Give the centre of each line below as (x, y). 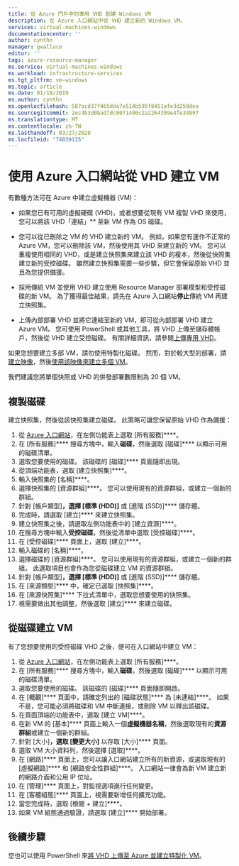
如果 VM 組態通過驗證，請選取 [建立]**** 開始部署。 (94, 812)
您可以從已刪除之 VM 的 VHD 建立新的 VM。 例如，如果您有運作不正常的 (124, 237)
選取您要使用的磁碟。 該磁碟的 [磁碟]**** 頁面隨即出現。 (101, 461)
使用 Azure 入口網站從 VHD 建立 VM (113, 176)
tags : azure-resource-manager (53, 60)
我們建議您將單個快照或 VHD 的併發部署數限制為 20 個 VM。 (96, 377)
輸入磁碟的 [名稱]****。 (53, 550)
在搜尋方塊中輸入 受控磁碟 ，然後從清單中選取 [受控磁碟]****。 (109, 532)
